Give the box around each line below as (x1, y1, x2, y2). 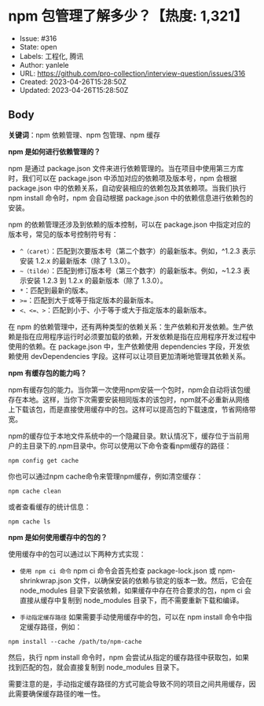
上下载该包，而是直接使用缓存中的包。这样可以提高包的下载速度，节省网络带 (8, 405, 256, 414)
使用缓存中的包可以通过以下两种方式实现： (8, 549, 146, 559)
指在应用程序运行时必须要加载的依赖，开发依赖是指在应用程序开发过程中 (21, 331, 256, 341)
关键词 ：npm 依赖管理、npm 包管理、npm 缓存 (8, 130, 161, 139)
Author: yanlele (19, 60, 69, 69)
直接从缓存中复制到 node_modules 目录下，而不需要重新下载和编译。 (19, 595, 244, 604)
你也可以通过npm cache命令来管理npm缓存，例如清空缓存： (8, 471, 203, 481)
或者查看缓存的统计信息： (8, 501, 91, 512)
